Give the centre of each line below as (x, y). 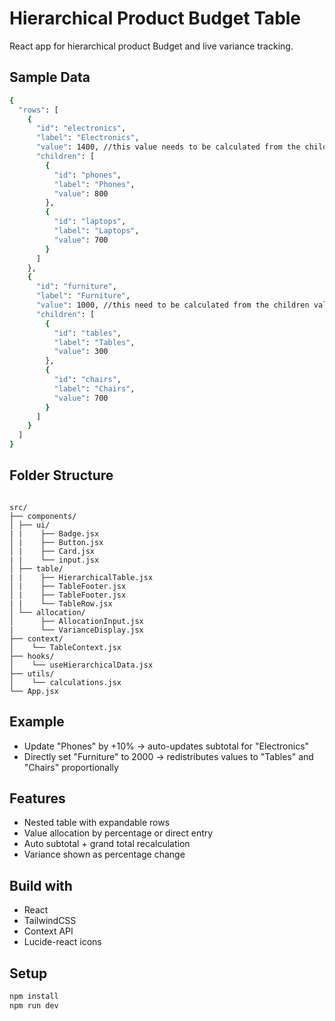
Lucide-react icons (62, 942)
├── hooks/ (32, 656)
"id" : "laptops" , (90, 222)
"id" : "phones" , (87, 175)
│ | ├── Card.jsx (52, 551)
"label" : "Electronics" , (87, 138)
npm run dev (34, 1005)
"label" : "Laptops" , (96, 231)
